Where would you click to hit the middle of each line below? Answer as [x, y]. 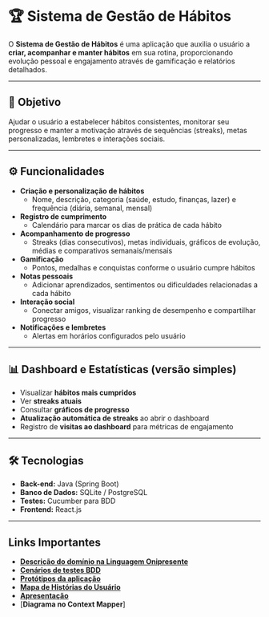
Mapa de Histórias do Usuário [70, 587]
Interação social [47, 302]
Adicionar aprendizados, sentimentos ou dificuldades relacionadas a [145, 284]
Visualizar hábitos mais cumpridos [78, 393]
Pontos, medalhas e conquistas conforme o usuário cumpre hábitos [143, 267]
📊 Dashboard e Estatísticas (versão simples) [122, 369]
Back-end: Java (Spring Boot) [69, 484]
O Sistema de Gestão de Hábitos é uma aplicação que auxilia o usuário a [129, 44]
